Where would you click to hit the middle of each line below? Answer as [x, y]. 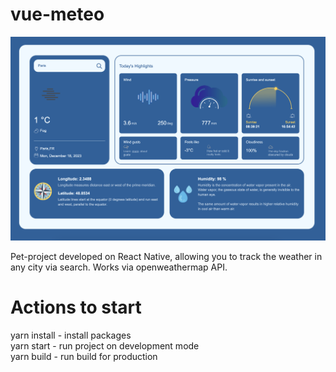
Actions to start [76, 307]
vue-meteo [57, 14]
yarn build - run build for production [84, 357]
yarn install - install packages [71, 335]
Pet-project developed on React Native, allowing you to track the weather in [166, 257]
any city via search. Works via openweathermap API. [119, 267]
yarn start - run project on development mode [105, 346]
